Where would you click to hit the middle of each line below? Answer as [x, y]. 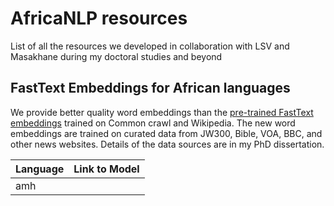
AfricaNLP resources [99, 18]
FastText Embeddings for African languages [150, 88]
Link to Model [106, 169]
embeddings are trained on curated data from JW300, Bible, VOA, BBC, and [166, 133]
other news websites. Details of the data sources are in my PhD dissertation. [167, 144]
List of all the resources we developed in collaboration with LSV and [150, 46]
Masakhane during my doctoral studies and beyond [116, 56]
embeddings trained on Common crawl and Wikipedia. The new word [153, 123]
